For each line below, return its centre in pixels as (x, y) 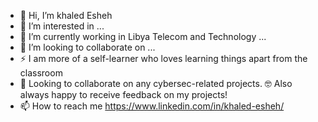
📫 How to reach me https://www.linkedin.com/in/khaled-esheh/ (152, 106)
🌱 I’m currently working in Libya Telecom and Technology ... (143, 36)
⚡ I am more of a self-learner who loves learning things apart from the (163, 58)
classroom (41, 73)
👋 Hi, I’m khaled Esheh (66, 15)
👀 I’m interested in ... (62, 26)
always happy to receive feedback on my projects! (123, 94)
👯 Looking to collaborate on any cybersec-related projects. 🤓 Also (156, 83)
